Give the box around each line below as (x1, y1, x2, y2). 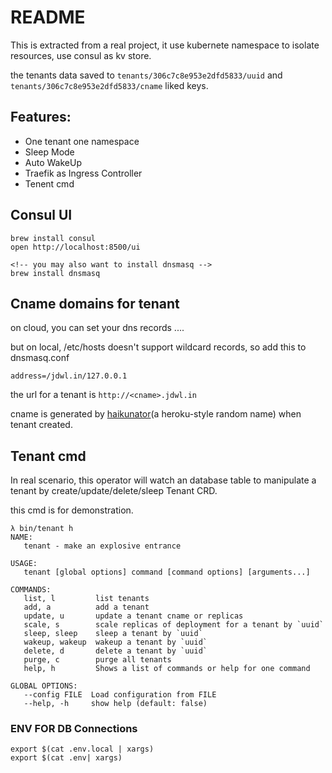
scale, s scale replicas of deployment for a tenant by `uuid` (23, 620, 325, 630)
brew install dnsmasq (10, 268, 101, 278)
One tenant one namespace (24, 135, 140, 147)
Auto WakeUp (24, 156, 82, 168)
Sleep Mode (24, 146, 75, 158)
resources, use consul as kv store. (10, 49, 152, 61)
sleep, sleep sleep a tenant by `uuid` (23, 629, 203, 639)
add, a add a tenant (23, 602, 150, 613)
